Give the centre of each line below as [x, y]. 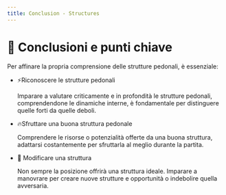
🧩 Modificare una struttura [54, 157]
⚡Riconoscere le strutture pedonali [66, 80]
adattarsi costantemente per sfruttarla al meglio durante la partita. [110, 144]
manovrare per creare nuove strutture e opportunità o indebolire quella [117, 178]
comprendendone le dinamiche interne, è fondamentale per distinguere [118, 103]
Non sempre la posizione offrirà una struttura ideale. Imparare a [107, 171]
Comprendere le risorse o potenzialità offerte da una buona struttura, [115, 137]
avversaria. [33, 185]
